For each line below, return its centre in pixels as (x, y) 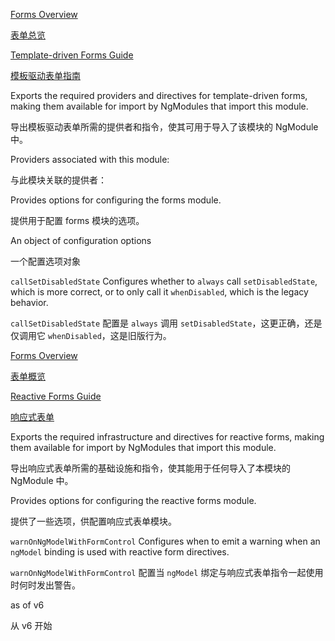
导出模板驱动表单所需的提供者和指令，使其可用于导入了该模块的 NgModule (164, 127)
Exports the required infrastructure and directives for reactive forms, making (167, 437)
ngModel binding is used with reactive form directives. (120, 552)
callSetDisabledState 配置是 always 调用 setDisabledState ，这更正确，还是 (166, 323)
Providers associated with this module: (90, 159)
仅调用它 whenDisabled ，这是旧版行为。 (91, 335)
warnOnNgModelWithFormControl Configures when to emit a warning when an (165, 541)
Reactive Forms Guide (56, 396)
